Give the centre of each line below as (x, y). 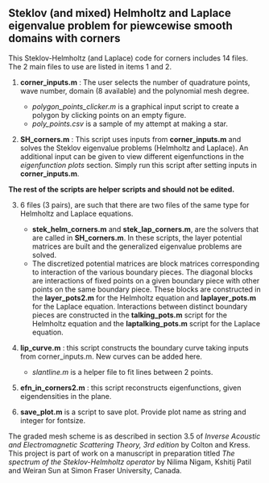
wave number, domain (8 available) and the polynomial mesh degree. (134, 90)
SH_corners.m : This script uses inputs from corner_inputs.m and (130, 139)
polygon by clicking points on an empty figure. (109, 115)
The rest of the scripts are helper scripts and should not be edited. (122, 189)
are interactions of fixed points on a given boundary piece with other (146, 280)
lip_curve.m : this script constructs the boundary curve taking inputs (134, 347)
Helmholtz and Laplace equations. (77, 213)
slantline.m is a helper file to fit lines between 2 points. (122, 372)
